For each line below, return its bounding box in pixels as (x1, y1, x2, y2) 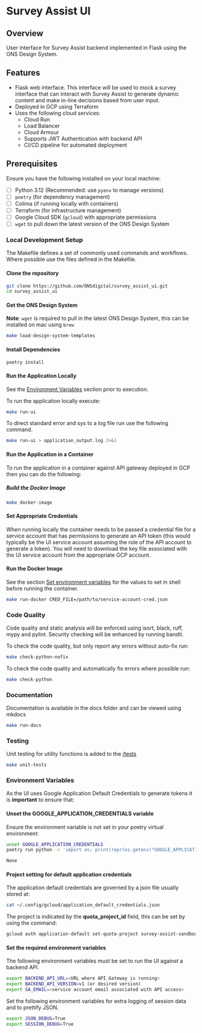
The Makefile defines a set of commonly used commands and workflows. (6, 250, 188, 257)
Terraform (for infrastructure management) (14, 206, 121, 214)
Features (6, 68, 40, 78)
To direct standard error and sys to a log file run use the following (6, 420, 168, 427)
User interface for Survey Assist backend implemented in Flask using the (6, 44, 187, 51)
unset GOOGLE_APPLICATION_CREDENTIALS (6, 841, 103, 847)
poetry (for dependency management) (14, 193, 110, 200)
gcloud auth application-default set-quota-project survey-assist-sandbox (6, 931, 198, 937)
